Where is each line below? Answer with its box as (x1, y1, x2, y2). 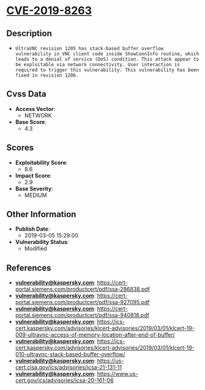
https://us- (97, 357, 124, 365)
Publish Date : (15, 225, 50, 233)
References (6, 262, 51, 273)
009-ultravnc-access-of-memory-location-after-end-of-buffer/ (15, 331, 176, 338)
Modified (24, 245, 47, 252)
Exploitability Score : (15, 159, 68, 166)
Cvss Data (6, 89, 47, 99)
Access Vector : (15, 105, 56, 112)
